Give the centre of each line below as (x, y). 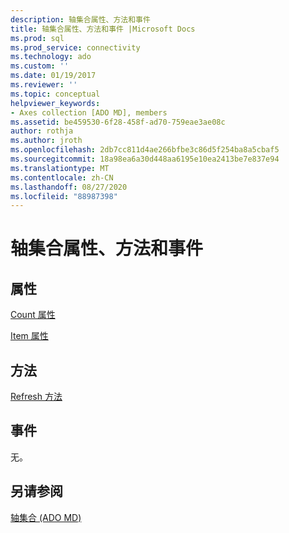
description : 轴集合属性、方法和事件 (80, 19)
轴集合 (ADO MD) (46, 517)
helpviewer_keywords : (55, 103)
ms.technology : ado (51, 57)
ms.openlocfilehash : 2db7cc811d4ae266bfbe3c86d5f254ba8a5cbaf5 (145, 150)
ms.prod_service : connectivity (75, 47)
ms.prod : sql (37, 38)
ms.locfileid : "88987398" (64, 196)
